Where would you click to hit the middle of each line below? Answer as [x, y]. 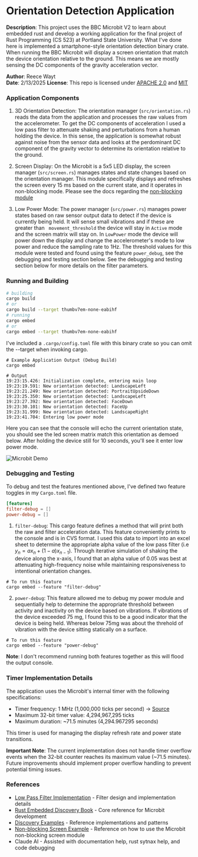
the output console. [30, 663]
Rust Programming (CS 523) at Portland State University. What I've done [94, 40]
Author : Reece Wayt [31, 76]
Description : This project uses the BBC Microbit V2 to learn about [86, 27]
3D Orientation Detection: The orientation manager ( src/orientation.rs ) [103, 111]
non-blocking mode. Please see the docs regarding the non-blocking [98, 191]
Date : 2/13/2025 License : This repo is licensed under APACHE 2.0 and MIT [97, 82]
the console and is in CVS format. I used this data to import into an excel [102, 538]
